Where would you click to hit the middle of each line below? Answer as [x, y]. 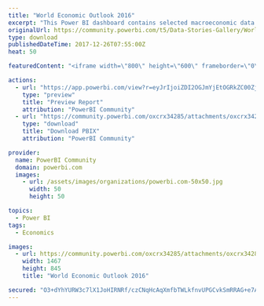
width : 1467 [42, 261]
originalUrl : [29, 30]
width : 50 [45, 189]
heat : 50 [22, 52]
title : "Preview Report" [63, 102]
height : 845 [42, 269]
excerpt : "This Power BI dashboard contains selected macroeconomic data [132, 23]
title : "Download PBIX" [61, 131]
